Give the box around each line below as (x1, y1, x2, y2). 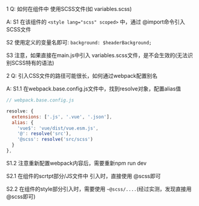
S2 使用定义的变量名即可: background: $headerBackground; (6, 39, 152, 46)
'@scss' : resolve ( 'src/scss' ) (17, 136, 94, 143)
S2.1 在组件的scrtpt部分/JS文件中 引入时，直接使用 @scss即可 (6, 172, 161, 179)
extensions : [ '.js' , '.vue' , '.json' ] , (11, 114, 113, 120)
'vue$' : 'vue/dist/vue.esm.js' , (17, 125, 99, 131)
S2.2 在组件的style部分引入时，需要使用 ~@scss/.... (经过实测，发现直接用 (6, 185, 192, 193)
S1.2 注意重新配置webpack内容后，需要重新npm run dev (6, 159, 147, 167)
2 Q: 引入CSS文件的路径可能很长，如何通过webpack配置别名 (6, 72, 158, 79)
